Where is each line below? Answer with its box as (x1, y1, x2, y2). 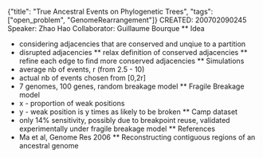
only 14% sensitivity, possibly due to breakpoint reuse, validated (18, 116, 230, 124)
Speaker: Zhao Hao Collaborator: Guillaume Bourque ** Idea (7, 24, 205, 33)
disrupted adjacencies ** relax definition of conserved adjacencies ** (18, 48, 248, 57)
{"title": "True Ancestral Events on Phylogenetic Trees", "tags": (7, 7, 214, 16)
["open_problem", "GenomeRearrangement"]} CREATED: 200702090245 (7, 15, 247, 25)
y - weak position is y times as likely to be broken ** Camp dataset (18, 107, 238, 117)
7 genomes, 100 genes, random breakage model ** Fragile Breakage (18, 81, 245, 91)
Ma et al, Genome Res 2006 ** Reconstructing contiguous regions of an (18, 132, 256, 142)
